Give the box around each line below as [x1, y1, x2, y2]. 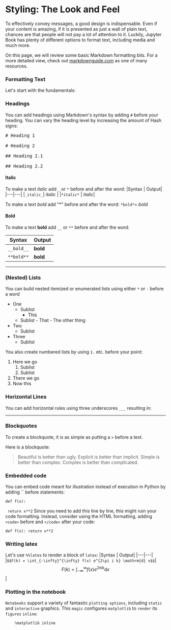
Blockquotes [5, 423, 37, 430]
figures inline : [5, 611, 38, 617]
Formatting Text [5, 76, 46, 83]
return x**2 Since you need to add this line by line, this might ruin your [7, 508, 157, 514]
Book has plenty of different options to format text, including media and [5, 37, 155, 43]
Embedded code [5, 472, 47, 479]
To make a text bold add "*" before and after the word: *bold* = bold [5, 201, 148, 207]
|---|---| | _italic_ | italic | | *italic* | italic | [5, 191, 95, 197]
